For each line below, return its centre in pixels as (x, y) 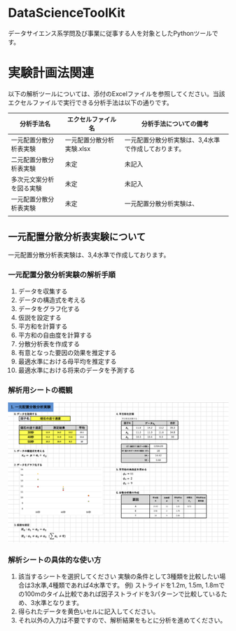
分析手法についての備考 (175, 124)
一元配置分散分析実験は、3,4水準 (172, 140)
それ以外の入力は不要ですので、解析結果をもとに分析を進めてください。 (122, 620)
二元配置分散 (29, 159)
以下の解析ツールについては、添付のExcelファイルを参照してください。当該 (117, 93)
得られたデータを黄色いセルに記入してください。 (89, 611)
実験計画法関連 (51, 73)
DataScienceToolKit (67, 13)
